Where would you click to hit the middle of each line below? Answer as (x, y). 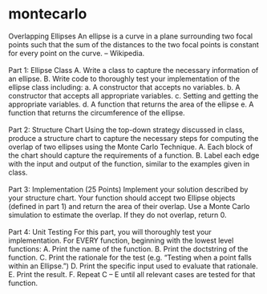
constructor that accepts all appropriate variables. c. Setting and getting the (133, 95)
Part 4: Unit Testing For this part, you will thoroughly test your (110, 232)
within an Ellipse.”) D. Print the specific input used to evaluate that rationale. (133, 266)
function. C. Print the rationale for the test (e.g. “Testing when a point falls (130, 257)
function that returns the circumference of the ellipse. (97, 112)
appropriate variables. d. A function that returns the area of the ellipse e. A (131, 104)
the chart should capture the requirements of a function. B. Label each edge (134, 155)
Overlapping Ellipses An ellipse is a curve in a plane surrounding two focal (131, 36)
